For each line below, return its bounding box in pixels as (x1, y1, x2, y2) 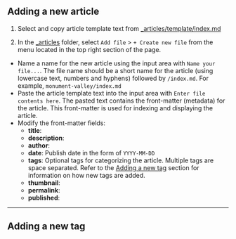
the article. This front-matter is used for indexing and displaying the (17, 103, 213, 112)
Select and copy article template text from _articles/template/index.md (17, 24, 221, 32)
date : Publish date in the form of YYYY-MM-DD (27, 148, 155, 157)
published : (27, 193, 60, 202)
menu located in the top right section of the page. (17, 45, 162, 53)
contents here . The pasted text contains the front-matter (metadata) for (17, 96, 225, 105)
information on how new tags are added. (27, 171, 145, 179)
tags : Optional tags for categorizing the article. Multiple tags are (27, 156, 214, 164)
